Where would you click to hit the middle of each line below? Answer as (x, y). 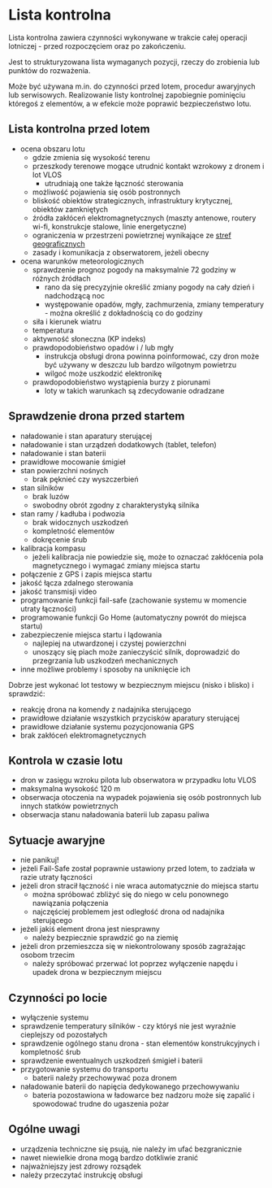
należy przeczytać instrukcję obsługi (82, 1175)
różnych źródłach (61, 278)
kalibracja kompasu (53, 548)
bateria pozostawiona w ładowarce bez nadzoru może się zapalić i (143, 1095)
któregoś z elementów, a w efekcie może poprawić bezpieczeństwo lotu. (130, 103)
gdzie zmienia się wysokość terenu (91, 157)
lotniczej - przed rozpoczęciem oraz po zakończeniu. (97, 46)
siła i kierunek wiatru (67, 321)
